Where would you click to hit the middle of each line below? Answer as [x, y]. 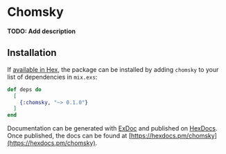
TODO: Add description [42, 31]
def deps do [24, 89]
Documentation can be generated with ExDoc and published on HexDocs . [112, 128]
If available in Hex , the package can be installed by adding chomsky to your [113, 69]
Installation [32, 53]
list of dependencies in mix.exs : [52, 77]
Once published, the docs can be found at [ [69, 136]
